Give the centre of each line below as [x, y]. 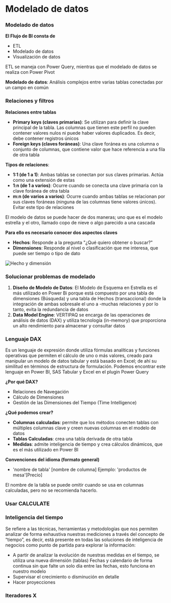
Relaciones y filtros [30, 101]
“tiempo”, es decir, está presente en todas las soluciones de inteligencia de [84, 539]
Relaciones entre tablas [31, 112]
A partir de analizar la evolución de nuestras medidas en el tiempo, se [86, 555]
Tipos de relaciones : [27, 164]
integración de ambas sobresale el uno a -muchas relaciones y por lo [86, 304]
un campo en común [27, 88]
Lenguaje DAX [23, 339]
